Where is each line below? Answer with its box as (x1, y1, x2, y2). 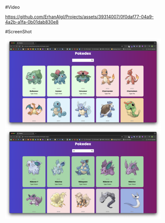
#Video (5, 4, 20, 10)
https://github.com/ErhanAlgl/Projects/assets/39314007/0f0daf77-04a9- (5, 14, 154, 19)
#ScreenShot (5, 29, 32, 34)
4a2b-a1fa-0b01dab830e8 (5, 19, 59, 25)
